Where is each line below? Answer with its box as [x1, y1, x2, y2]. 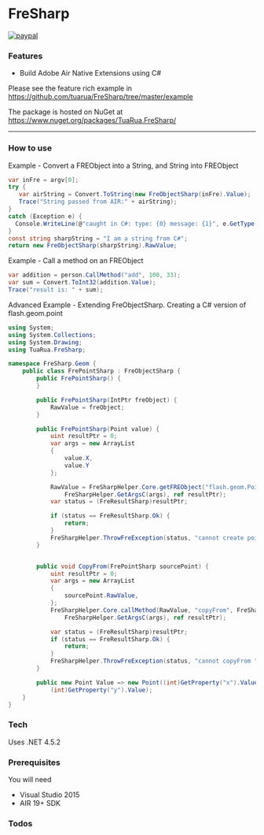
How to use [8, 143, 53, 154]
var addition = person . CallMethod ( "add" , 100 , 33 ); [8, 271, 181, 280]
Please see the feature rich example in [8, 83, 132, 93]
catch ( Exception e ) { [8, 212, 82, 221]
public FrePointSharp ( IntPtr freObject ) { [36, 395, 178, 404]
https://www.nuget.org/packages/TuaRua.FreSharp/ [8, 116, 177, 125]
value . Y [64, 462, 90, 469]
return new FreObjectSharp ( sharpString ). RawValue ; [8, 242, 178, 250]
